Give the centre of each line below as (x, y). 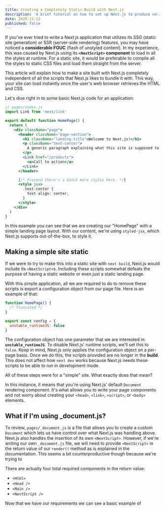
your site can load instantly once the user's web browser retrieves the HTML (82, 84)
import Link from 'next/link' (36, 112)
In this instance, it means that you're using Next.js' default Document (73, 385)
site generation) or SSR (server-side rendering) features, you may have (77, 43)
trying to (14, 459)
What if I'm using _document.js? (55, 416)
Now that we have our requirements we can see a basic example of (73, 503)
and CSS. (14, 89)
